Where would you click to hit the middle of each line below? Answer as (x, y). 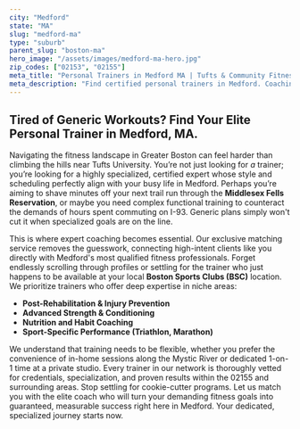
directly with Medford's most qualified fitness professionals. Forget (133, 258)
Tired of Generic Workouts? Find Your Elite (130, 120)
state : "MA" (31, 26)
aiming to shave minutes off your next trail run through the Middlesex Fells (146, 194)
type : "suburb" (37, 42)
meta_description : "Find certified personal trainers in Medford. (135, 84)
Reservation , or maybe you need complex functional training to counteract (147, 202)
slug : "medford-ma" (46, 34)
